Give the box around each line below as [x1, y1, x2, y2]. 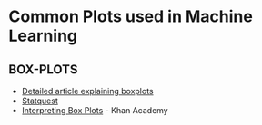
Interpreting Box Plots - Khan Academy [21, 105, 169, 115]
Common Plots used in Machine [8, 6, 254, 27]
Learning [8, 25, 78, 46]
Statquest [21, 95, 58, 106]
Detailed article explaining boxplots [21, 86, 154, 96]
